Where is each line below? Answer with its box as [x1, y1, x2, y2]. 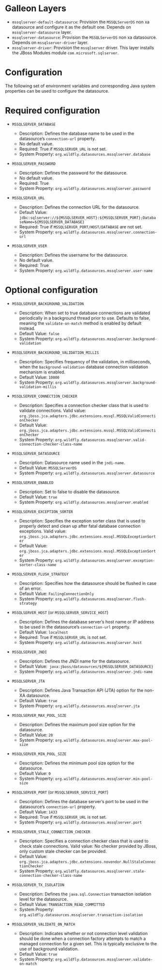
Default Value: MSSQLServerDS [19, 465, 77, 470]
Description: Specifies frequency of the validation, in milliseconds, [19, 358, 151, 364]
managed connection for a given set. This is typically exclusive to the [19, 940, 157, 946]
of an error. [19, 585, 42, 591]
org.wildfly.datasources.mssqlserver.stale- [55, 869, 147, 873]
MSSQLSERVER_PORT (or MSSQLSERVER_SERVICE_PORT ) [12, 789, 109, 795]
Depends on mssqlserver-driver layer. [12, 39, 88, 45]
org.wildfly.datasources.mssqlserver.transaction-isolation [19, 912, 143, 917]
